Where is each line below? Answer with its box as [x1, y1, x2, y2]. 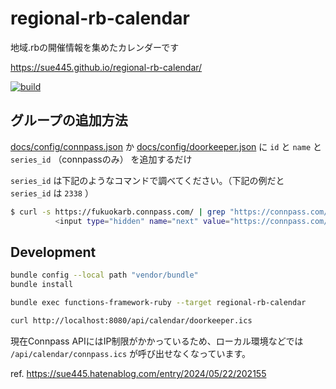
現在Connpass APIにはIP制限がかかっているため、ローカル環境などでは [10, 335, 304, 347]
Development [10, 243, 97, 261]
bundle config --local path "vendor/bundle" [10, 270, 199, 281]
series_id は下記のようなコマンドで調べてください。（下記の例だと [10, 174, 285, 186]
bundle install [10, 280, 74, 290]
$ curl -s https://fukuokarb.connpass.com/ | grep [10, 207, 226, 217]
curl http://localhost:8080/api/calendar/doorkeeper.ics [10, 315, 253, 326]
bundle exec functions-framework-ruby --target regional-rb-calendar [10, 298, 307, 308]
